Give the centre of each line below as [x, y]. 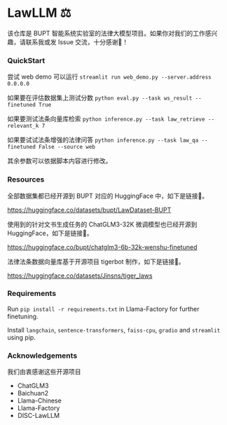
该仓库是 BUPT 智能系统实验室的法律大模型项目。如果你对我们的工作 [106, 33]
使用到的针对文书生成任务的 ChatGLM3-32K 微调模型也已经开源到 [102, 224]
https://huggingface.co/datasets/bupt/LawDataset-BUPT [89, 210]
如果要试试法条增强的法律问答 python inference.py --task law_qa [103, 140]
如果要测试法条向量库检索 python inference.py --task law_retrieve [106, 119]
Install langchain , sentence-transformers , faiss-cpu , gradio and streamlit [114, 330]
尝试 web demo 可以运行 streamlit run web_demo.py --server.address [109, 77]
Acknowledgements [42, 356]
